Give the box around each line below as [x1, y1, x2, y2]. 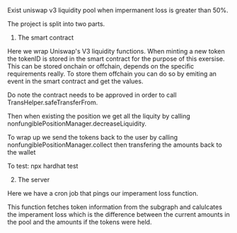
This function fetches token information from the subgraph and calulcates [7, 203, 223, 211]
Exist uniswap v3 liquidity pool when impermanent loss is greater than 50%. [7, 6, 229, 14]
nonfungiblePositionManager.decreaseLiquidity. [7, 119, 147, 128]
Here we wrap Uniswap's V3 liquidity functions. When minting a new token [7, 47, 225, 55]
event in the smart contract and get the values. [7, 77, 144, 85]
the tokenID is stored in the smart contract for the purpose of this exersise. [7, 54, 225, 63]
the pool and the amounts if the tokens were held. [7, 218, 152, 226]
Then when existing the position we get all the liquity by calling [7, 112, 191, 120]
